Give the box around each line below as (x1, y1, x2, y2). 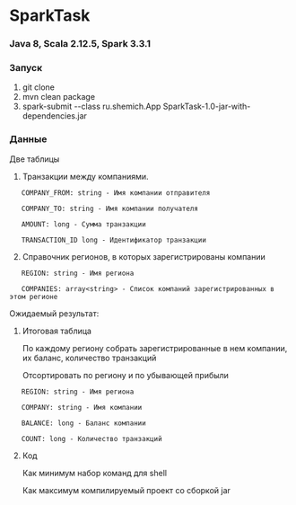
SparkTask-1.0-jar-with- (162, 101, 251, 112)
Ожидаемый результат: (9, 307, 100, 319)
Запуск (9, 62, 43, 75)
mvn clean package (22, 92, 96, 102)
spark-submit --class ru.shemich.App (22, 101, 161, 112)
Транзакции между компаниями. (22, 171, 150, 182)
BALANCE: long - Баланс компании (21, 419, 146, 428)
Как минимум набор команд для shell (22, 467, 168, 478)
